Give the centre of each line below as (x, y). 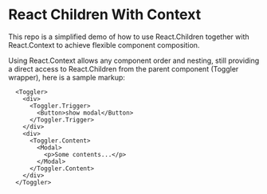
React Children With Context (105, 15)
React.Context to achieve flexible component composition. (104, 45)
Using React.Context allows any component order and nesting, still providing (134, 60)
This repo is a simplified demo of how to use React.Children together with (129, 37)
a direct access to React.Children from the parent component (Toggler (124, 68)
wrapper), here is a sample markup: (67, 77)
